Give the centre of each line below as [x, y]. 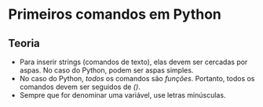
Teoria [24, 43]
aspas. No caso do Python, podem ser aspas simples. [106, 70]
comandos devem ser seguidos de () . [80, 87]
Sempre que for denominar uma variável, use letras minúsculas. [122, 95]
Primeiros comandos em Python [115, 14]
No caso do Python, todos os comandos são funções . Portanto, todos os [137, 78]
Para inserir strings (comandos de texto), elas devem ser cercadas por [133, 62]
